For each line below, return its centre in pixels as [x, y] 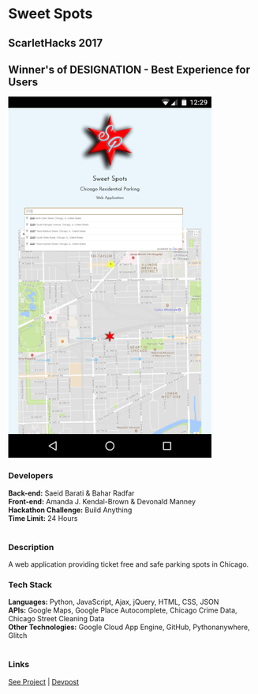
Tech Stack [30, 584]
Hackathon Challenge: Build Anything [70, 510]
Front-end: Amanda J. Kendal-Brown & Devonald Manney [102, 501]
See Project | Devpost [44, 681]
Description [31, 547]
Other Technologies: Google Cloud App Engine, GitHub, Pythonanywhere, [129, 627]
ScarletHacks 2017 [56, 43]
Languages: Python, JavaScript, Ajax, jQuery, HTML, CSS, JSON [114, 602]
